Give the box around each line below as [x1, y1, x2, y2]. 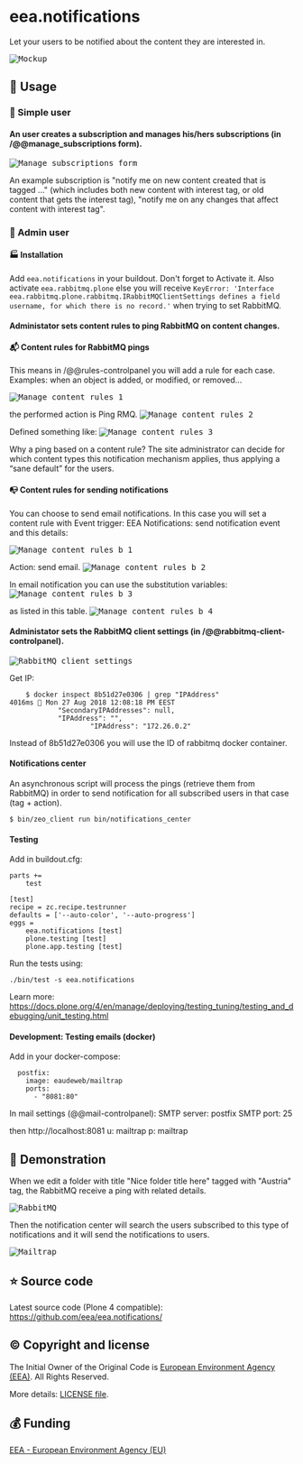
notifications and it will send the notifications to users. [9, 1229, 210, 1240]
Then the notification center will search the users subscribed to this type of [9, 1220, 289, 1230]
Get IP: [9, 672, 34, 683]
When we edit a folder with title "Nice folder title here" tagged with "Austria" [9, 1175, 291, 1187]
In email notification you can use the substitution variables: [9, 579, 228, 590]
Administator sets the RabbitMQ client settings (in [9, 626, 201, 637]
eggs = [9, 918, 34, 928]
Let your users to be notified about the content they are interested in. [9, 36, 266, 47]
